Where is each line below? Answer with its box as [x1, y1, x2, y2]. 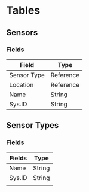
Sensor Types [6, 120, 59, 130]
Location [9, 80, 34, 89]
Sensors [6, 28, 38, 38]
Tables [6, 4, 41, 17]
